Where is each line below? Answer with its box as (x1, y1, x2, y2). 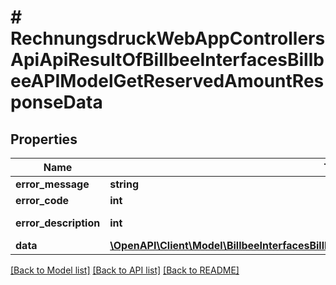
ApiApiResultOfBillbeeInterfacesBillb (10, 49, 325, 71)
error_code (15, 194, 70, 207)
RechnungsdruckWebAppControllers (10, 27, 326, 50)
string (109, 177, 140, 191)
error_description (15, 216, 101, 230)
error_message (15, 177, 90, 191)
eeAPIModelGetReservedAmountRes (10, 70, 325, 93)
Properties (10, 131, 78, 148)
